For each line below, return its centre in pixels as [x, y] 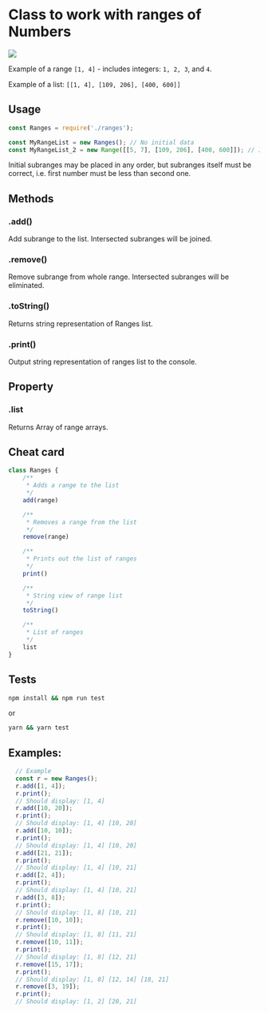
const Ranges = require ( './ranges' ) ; [71, 128]
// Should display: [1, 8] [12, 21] [76, 957]
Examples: [35, 753]
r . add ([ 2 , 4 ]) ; [41, 875]
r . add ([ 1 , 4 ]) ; [41, 786]
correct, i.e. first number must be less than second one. [100, 173]
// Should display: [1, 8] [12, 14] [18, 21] [93, 979]
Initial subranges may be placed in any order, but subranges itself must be [130, 165]
